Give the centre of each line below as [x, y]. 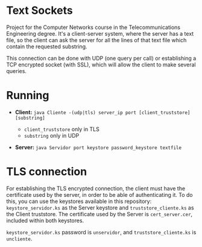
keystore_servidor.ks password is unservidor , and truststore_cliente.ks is [101, 232]
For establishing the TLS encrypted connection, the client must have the [96, 188]
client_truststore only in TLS [62, 129]
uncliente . [19, 239]
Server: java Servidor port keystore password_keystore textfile [98, 147]
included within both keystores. [45, 220]
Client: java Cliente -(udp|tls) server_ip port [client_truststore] [103, 112]
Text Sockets [40, 11]
